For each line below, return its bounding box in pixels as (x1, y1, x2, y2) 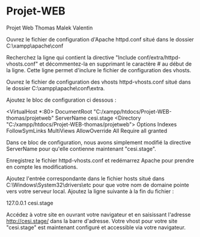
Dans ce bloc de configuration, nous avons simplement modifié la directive (6, 138, 191, 146)
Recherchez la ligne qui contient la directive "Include (6, 54, 137, 61)
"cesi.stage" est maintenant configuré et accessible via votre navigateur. (6, 224, 186, 231)
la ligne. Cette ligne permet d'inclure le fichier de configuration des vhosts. (6, 66, 192, 73)
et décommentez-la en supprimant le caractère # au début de (39, 60, 192, 67)
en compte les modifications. (6, 163, 78, 170)
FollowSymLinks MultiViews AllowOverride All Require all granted (6, 127, 168, 134)
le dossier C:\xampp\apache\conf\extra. (6, 84, 105, 91)
